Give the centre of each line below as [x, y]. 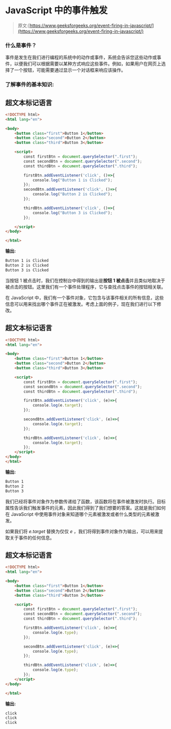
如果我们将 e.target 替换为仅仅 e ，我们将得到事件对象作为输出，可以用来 [82, 531]
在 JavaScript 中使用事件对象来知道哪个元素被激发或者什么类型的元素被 [80, 514]
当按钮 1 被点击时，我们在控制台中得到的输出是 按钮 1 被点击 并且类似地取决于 [85, 280]
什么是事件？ [21, 45]
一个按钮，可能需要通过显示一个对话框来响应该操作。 [70, 70]
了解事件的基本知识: [30, 84]
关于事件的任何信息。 [32, 538]
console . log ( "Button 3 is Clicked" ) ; [73, 213]
